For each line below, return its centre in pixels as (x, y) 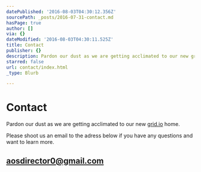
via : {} (16, 34)
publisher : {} (24, 51)
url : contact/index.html (37, 67)
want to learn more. (31, 142)
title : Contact (25, 45)
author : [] (20, 28)
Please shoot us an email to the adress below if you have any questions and (100, 136)
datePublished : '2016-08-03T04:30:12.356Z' (61, 12)
